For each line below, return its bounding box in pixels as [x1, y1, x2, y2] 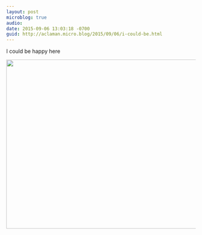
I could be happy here [6, 47, 61, 55]
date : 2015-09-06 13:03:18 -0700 [6, 25, 90, 32]
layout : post [6, 8, 39, 15]
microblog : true [6, 14, 47, 20]
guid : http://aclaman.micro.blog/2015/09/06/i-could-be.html [6, 31, 163, 37]
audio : [6, 20, 23, 26]
